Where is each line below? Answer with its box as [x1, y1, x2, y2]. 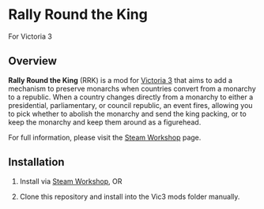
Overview [8, 54, 58, 68]
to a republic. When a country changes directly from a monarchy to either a [8, 92, 254, 102]
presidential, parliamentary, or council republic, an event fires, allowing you [8, 100, 253, 110]
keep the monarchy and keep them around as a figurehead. [8, 117, 202, 127]
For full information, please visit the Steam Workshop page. [8, 132, 202, 142]
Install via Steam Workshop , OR [19, 176, 123, 186]
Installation [8, 155, 65, 169]
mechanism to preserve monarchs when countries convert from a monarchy [8, 84, 257, 93]
